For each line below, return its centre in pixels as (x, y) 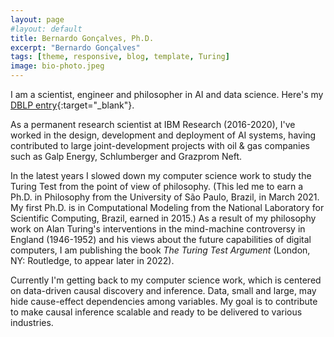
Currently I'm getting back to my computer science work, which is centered (166, 280)
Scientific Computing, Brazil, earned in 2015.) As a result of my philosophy (163, 218)
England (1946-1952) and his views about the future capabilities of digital (161, 239)
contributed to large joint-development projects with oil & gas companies (160, 145)
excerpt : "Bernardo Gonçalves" (75, 47)
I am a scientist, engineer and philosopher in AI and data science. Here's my (167, 94)
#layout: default (46, 29)
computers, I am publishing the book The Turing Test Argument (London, (160, 250)
